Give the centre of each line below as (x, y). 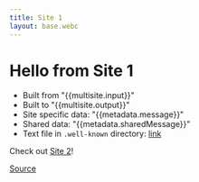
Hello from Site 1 (71, 71)
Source (23, 168)
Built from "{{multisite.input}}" (79, 96)
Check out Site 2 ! (42, 151)
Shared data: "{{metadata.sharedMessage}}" (106, 124)
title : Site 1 (36, 18)
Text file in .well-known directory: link (92, 134)
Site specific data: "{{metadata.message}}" (103, 114)
